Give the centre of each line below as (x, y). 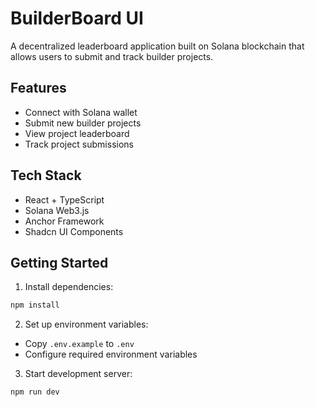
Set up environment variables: (86, 324)
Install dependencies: (69, 287)
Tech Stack (46, 175)
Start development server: (78, 374)
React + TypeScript (64, 199)
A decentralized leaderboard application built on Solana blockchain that (157, 46)
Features (38, 88)
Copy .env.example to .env (79, 344)
